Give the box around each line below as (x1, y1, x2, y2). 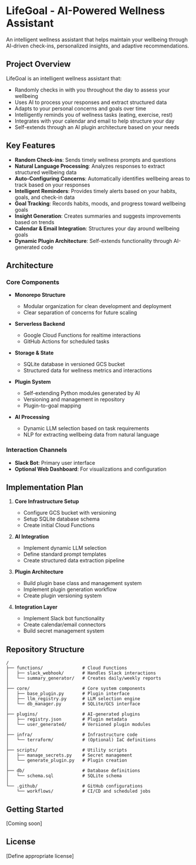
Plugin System (14, 379, 51, 386)
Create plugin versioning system (23, 592, 102, 599)
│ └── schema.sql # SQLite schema (6, 773, 122, 779)
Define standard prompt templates (23, 550, 107, 558)
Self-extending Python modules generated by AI (23, 390, 140, 397)
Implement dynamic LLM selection (23, 545, 107, 552)
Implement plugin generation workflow (23, 586, 117, 593)
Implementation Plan (6, 482, 84, 492)
